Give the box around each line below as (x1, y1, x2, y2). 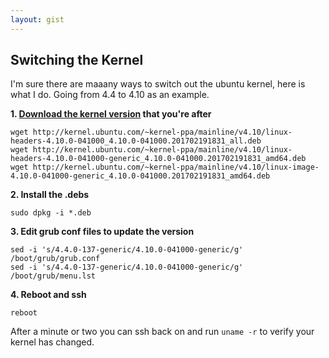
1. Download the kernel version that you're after (10, 108, 212, 120)
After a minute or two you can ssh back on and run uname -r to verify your (10, 326, 315, 338)
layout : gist (10, 14, 65, 25)
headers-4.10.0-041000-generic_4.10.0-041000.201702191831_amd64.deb (10, 154, 307, 164)
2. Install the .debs (10, 189, 90, 201)
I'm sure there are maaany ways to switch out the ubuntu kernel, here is (10, 78, 306, 90)
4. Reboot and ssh (10, 289, 87, 301)
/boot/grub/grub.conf (10, 254, 101, 264)
